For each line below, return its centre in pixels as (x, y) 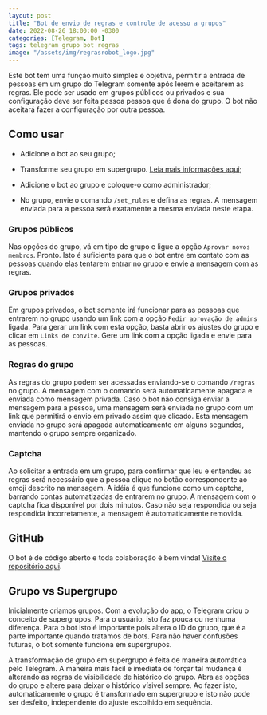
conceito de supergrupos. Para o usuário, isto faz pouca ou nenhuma (122, 618)
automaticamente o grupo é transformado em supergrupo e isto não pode (130, 693)
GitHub (26, 538)
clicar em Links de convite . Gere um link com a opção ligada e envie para (130, 335)
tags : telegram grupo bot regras (64, 45)
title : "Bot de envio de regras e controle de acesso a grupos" (117, 23)
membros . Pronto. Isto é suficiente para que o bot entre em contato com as (129, 255)
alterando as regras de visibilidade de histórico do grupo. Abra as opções (129, 677)
